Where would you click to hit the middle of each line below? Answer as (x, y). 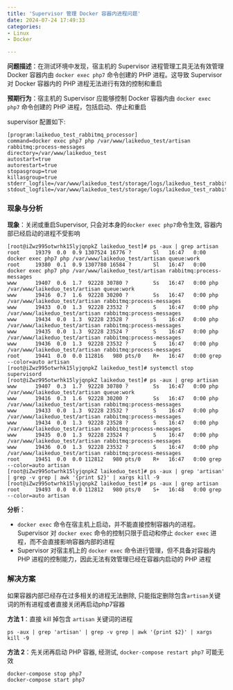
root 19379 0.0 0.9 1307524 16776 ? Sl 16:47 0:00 (107, 253)
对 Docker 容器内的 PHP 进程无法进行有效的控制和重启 (85, 83)
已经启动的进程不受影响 (46, 233)
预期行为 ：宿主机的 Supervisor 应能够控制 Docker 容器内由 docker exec (109, 99)
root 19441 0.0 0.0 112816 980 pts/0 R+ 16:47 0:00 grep (114, 356)
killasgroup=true (32, 178)
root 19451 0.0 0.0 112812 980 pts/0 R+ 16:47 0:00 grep (114, 459)
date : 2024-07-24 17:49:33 (46, 20)
